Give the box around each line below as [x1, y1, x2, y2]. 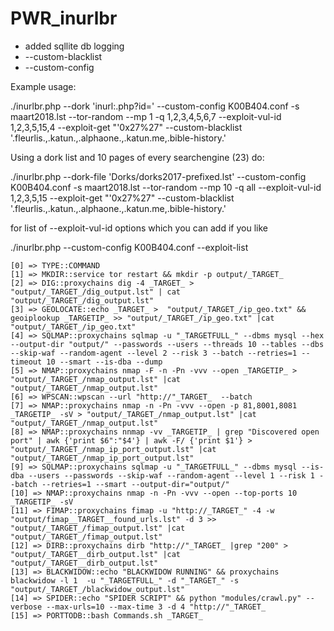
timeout [10, 357, 43, 367]
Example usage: [10, 80, 77, 92]
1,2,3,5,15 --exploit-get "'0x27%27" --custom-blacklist [10, 192, 235, 204]
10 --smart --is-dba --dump [46, 357, 163, 367]
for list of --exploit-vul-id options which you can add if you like [10, 222, 268, 234]
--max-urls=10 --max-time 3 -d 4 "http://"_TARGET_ [46, 602, 267, 612]
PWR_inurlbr [10, 7, 118, 30]
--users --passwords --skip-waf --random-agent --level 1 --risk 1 [28, 470, 315, 481]
